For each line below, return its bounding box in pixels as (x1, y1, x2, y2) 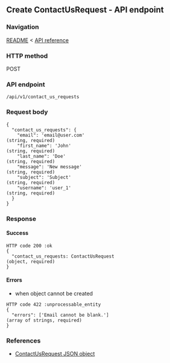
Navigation (6, 23, 39, 31)
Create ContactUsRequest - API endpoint (6, 5, 164, 15)
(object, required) (6, 258, 55, 264)
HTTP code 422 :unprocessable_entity (6, 301, 101, 308)
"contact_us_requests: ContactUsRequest (11, 253, 115, 259)
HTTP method (6, 51, 48, 60)
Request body (6, 108, 48, 116)
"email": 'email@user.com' (17, 132, 85, 138)
